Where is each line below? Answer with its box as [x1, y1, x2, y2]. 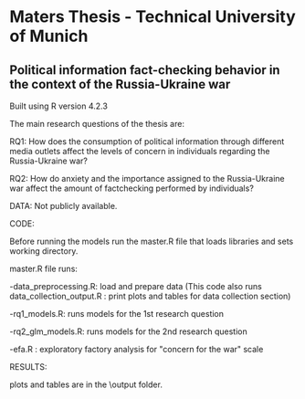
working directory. [9, 246, 79, 257]
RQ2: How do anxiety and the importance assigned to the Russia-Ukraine [9, 173, 285, 184]
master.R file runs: [9, 263, 78, 274]
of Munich [9, 26, 89, 47]
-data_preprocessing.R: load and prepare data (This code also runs [9, 281, 262, 291]
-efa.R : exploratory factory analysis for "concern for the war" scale [9, 344, 264, 354]
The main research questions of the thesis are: [9, 119, 185, 129]
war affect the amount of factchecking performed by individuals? [9, 183, 254, 194]
